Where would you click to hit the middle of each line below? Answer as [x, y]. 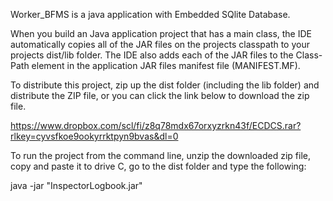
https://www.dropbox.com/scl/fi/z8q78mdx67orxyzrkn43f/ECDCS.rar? [156, 125]
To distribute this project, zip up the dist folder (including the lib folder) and [165, 85]
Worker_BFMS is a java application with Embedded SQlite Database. [150, 14]
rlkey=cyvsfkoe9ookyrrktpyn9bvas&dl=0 [94, 136]
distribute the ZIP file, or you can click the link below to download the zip [160, 95]
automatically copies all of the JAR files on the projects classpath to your [160, 44]
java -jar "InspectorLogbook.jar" [76, 185]
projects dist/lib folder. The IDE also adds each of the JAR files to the [152, 55]
